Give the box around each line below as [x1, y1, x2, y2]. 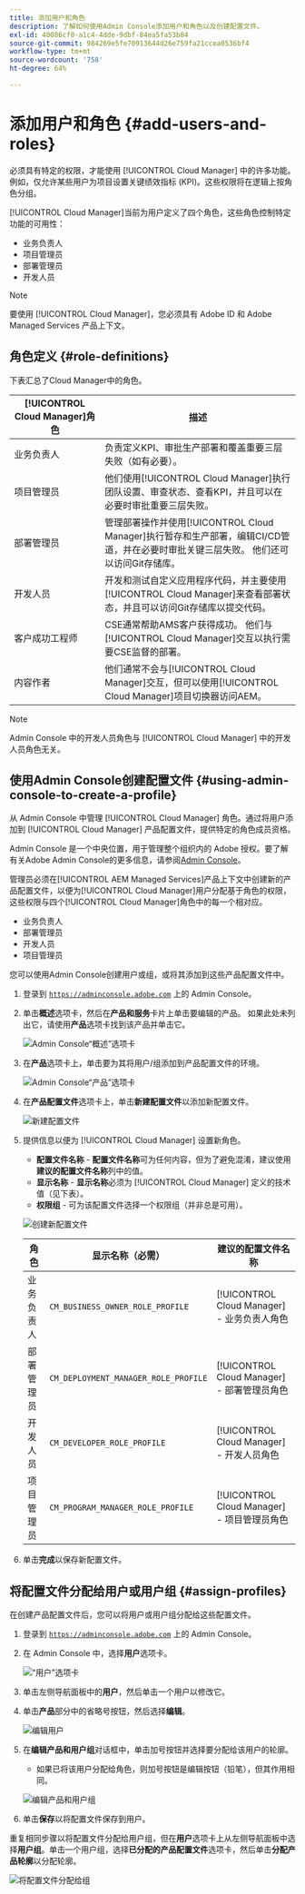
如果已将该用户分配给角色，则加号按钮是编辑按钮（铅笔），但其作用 [35, 1763, 288, 1775]
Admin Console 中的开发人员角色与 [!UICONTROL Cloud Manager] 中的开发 [9, 732, 292, 743]
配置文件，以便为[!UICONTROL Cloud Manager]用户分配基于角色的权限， [16, 885, 291, 896]
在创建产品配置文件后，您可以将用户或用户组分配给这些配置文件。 [9, 1609, 256, 1621]
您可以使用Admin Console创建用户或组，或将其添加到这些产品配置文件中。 [9, 969, 290, 981]
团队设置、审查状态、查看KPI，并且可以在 [103, 485, 283, 498]
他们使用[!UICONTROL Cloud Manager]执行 [103, 471, 291, 484]
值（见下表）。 [35, 1189, 89, 1199]
